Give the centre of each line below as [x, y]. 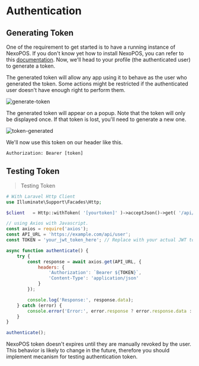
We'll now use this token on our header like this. [65, 142]
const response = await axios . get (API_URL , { [85, 262]
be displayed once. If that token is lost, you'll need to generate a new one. [96, 119]
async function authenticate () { [47, 250]
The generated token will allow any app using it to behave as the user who [97, 77]
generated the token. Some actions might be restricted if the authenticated [97, 84]
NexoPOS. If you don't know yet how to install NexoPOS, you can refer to [95, 53]
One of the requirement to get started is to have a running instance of [91, 47]
